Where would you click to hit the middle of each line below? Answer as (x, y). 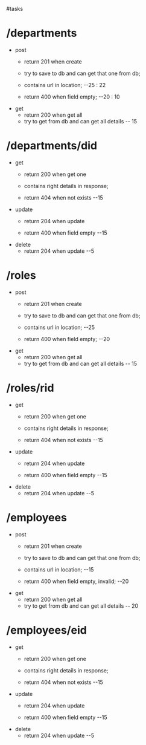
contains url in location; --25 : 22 (65, 85)
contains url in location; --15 (59, 569)
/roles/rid (30, 388)
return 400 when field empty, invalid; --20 (76, 581)
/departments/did (52, 146)
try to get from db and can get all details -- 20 (81, 606)
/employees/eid (47, 630)
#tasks (14, 9)
